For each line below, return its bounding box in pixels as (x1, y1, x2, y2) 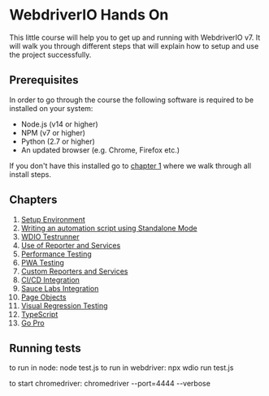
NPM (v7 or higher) (20, 127, 86, 137)
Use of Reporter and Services (20, 240, 121, 250)
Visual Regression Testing (20, 300, 108, 310)
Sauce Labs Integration (20, 283, 99, 293)
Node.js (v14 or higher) (20, 119, 98, 129)
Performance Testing (20, 249, 92, 259)
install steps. (9, 169, 52, 179)
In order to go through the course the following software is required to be (9, 95, 254, 105)
